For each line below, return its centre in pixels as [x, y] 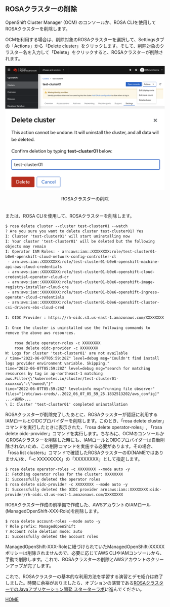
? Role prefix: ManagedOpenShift [40, 527]
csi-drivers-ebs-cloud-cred [35, 308]
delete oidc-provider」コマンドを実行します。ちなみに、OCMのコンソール [83, 434]
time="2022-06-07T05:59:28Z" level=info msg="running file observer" [80, 389]
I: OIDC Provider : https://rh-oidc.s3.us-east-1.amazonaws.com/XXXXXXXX [85, 318]
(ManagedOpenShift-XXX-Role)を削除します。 [53, 511]
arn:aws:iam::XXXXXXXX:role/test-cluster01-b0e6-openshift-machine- [86, 262]
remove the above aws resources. [40, 333]
